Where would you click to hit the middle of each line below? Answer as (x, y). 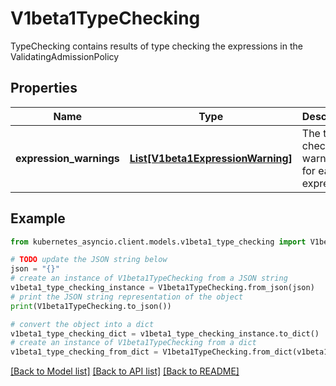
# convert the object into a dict (82, 324)
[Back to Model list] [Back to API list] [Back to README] (125, 371)
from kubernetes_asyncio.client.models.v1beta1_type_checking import (158, 242)
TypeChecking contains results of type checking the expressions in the (156, 46)
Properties (44, 88)
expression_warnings (67, 158)
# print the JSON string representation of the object (127, 297)
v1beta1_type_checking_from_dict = (84, 352)
